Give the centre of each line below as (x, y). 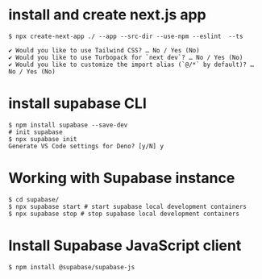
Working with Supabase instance (122, 178)
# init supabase (35, 132)
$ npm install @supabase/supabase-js (72, 267)
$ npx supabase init (43, 139)
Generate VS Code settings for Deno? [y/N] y (86, 146)
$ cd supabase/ (34, 199)
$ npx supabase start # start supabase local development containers (128, 206)
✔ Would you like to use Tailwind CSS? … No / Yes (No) (104, 50)
